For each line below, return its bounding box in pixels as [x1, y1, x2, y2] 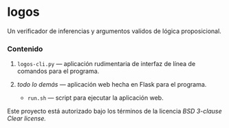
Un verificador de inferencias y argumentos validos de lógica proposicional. [7, 27, 221, 35]
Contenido [7, 44, 43, 54]
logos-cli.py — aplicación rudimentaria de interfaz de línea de [17, 60, 196, 68]
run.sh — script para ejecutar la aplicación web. [27, 94, 164, 102]
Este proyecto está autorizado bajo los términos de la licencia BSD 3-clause [7, 107, 222, 116]
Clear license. [7, 114, 47, 122]
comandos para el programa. [17, 67, 100, 76]
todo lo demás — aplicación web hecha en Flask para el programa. [17, 81, 207, 89]
